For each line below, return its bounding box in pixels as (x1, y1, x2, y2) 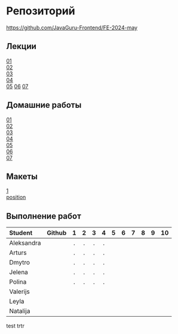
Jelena (9, 268, 29, 277)
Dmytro (9, 259, 30, 267)
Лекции (6, 41, 37, 51)
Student (9, 229, 33, 237)
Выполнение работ (6, 211, 82, 221)
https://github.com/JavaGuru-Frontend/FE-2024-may (6, 24, 138, 31)
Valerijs (9, 287, 30, 296)
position (6, 193, 26, 201)
